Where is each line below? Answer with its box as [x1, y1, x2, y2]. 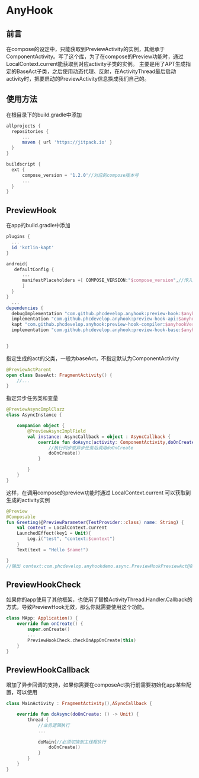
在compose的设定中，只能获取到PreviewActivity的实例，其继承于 [6, 46, 165, 52]
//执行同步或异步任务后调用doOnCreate [48, 444, 134, 451]
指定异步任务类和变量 [6, 395, 58, 402]
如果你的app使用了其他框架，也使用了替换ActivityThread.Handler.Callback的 [6, 596, 192, 603]
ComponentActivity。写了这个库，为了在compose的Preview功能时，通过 [6, 53, 184, 60]
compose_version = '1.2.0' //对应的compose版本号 [21, 172, 139, 178]
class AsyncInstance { [6, 412, 62, 418]
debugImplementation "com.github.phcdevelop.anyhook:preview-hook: [11, 310, 182, 316]
